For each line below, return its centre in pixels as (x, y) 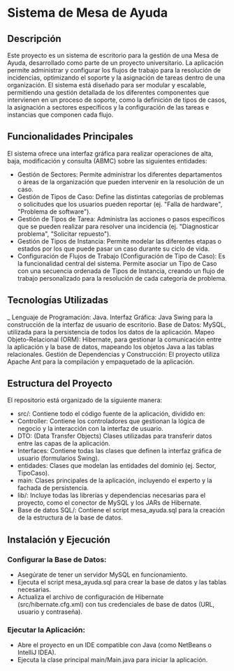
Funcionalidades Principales (70, 137)
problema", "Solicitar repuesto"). (64, 234)
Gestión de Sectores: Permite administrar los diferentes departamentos (119, 174)
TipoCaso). (34, 473)
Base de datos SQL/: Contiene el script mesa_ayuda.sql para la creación (121, 510)
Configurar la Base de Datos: (57, 559)
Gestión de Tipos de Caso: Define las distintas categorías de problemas (120, 196)
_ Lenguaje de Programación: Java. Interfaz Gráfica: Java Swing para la (110, 317)
